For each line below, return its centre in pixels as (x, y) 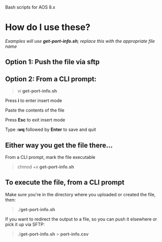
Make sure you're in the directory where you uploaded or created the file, (81, 194)
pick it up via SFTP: (25, 224)
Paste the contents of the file (35, 110)
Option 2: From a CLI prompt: (51, 79)
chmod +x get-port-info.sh (46, 167)
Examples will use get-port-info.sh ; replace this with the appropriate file (80, 41)
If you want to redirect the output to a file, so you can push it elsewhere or (81, 219)
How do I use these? (48, 27)
